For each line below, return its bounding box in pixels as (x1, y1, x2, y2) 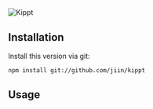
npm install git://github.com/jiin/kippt (8, 67, 146, 74)
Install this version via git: (8, 52, 90, 61)
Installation (8, 31, 64, 44)
